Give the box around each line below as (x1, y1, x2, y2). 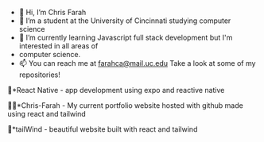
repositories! (18, 70, 60, 79)
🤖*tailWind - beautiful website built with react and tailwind (7, 125, 198, 134)
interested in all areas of (18, 41, 99, 51)
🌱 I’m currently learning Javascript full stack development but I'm (18, 33, 233, 42)
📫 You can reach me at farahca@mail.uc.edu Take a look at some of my (18, 59, 256, 67)
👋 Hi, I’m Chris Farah (18, 8, 87, 17)
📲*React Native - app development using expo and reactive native (7, 86, 225, 94)
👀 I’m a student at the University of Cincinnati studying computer (18, 16, 231, 25)
